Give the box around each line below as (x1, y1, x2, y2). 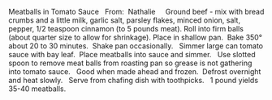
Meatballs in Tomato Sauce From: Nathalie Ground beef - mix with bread (8, 7, 265, 16)
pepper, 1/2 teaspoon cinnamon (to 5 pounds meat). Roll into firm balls (8, 24, 244, 33)
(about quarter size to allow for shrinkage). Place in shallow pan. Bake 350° (8, 32, 262, 42)
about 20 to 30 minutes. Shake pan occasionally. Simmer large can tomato (8, 41, 264, 51)
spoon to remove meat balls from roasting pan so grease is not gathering (8, 58, 253, 68)
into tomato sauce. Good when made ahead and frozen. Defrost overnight (8, 67, 261, 76)
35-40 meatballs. (8, 84, 67, 94)
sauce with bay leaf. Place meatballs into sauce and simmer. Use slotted (8, 50, 256, 59)
